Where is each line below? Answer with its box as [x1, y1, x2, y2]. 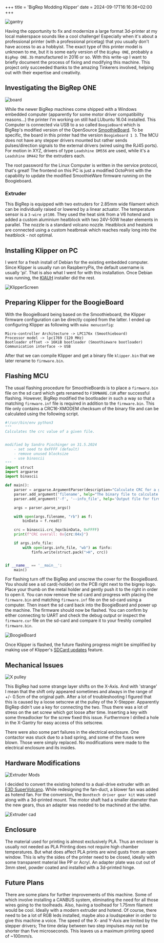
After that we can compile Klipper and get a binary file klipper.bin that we [5, 352, 155, 358]
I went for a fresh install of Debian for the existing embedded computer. [5, 259, 149, 265]
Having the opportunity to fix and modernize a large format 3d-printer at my [5, 28, 158, 34]
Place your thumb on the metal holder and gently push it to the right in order [5, 586, 158, 592]
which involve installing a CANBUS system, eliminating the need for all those [5, 897, 159, 903]
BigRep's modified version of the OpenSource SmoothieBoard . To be [5, 127, 143, 133]
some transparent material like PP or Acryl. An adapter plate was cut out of [5, 859, 156, 865]
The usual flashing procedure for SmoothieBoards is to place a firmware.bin [5, 385, 159, 391]
